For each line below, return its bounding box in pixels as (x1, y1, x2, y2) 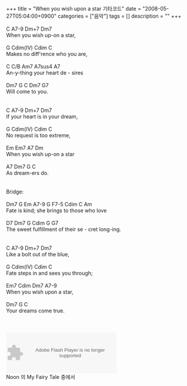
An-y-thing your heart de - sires (6, 70, 84, 76)
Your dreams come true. (6, 307, 65, 314)
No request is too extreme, (6, 132, 71, 138)
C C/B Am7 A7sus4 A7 (6, 63, 61, 70)
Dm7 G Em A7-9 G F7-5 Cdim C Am (6, 201, 92, 207)
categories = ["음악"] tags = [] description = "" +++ (58, 12, 182, 19)
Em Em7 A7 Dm (6, 144, 44, 151)
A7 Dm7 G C (6, 163, 36, 170)
